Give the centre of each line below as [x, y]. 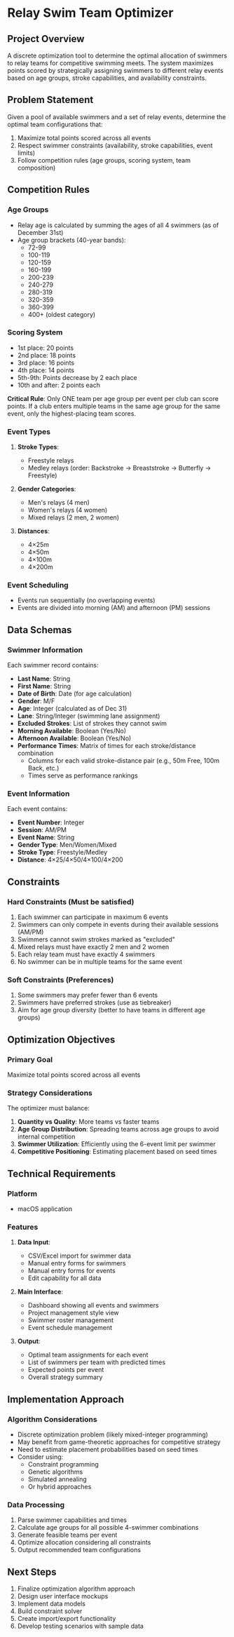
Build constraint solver [50, 1611]
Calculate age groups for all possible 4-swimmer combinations [108, 1528]
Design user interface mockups [63, 1596]
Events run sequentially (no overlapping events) [86, 600]
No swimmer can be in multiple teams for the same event [100, 962]
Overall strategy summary [65, 1377]
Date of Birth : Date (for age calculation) [75, 694]
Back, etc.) [43, 768]
